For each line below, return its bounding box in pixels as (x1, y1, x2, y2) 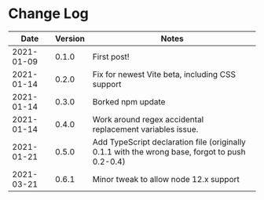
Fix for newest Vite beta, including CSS (92, 68, 236, 79)
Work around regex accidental (92, 114, 204, 125)
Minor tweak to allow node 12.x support (92, 173, 240, 184)
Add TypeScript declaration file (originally (92, 136, 246, 147)
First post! (92, 51, 130, 62)
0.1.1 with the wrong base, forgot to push (92, 146, 246, 157)
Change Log (8, 5, 89, 23)
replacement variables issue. (92, 123, 199, 134)
